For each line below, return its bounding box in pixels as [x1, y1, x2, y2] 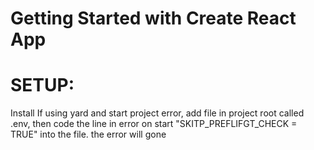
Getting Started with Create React [10, 7, 297, 30]
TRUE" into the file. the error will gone [10, 128, 167, 141]
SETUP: [10, 74, 75, 97]
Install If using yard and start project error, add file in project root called [10, 107, 305, 119]
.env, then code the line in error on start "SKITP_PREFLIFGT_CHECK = [10, 118, 298, 130]
